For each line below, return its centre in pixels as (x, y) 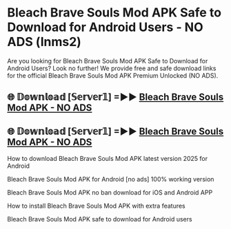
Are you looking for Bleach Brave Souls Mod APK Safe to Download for (108, 61)
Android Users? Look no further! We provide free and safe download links (112, 68)
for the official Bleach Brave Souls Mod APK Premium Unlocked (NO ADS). (113, 75)
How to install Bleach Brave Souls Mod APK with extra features (97, 206)
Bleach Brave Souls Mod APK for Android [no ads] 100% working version (111, 179)
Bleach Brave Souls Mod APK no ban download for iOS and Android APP (110, 193)
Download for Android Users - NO (105, 27)
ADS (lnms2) (44, 42)
